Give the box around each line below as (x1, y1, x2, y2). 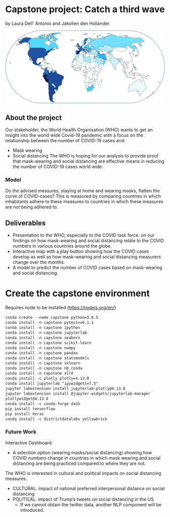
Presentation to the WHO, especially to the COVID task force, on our (12, 232, 155, 238)
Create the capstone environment (5, 288, 150, 299)
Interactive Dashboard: (5, 440, 53, 446)
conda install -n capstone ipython (5, 325, 80, 331)
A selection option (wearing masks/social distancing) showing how (12, 449, 152, 456)
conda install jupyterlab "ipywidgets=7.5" (5, 381, 99, 386)
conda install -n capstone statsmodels (5, 356, 90, 361)
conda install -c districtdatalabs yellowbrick (5, 416, 108, 422)
